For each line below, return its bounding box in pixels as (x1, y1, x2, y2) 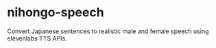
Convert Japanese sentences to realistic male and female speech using (7, 27, 209, 35)
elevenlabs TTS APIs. (7, 34, 67, 42)
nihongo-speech (7, 5, 104, 20)
